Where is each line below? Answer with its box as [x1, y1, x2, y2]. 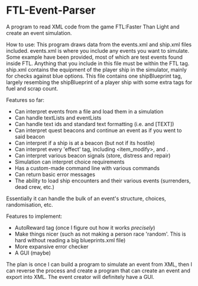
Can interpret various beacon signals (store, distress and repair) [14, 152, 171, 159]
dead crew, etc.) [14, 183, 55, 190]
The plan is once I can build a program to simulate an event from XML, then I [6, 261, 192, 268]
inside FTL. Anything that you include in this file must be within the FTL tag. [6, 60, 190, 67]
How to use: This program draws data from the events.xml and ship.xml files [6, 41, 192, 48]
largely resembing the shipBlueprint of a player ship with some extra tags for [6, 78, 193, 86]
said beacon [14, 133, 46, 140]
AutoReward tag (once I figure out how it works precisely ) [14, 224, 155, 231]
